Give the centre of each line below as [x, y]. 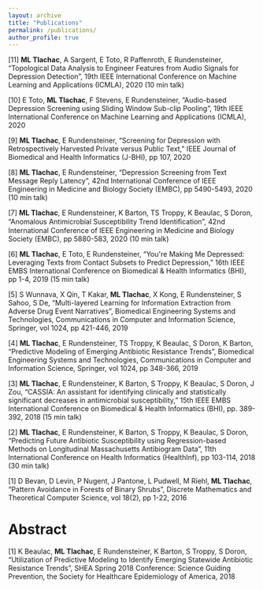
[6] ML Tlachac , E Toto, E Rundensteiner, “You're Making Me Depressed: [126, 254]
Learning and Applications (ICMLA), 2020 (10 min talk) [96, 85]
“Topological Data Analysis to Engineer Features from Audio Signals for [123, 69]
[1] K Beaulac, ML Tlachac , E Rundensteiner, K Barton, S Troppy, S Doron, [128, 551]
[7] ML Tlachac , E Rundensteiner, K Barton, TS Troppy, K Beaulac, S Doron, [130, 213]
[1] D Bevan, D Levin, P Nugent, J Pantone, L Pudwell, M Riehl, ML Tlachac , [130, 481]
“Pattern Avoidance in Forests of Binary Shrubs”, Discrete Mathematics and [130, 490]
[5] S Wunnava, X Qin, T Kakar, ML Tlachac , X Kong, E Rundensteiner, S [125, 294]
